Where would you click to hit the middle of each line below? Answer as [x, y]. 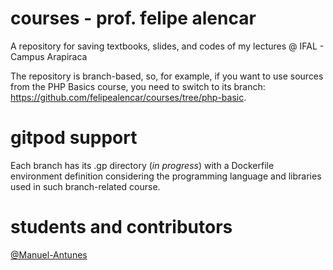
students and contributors [121, 227]
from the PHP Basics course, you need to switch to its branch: [138, 86]
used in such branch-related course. [85, 186]
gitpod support [74, 138]
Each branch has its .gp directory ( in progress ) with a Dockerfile [142, 165]
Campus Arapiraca [49, 56]
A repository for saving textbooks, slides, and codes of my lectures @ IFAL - [167, 46]
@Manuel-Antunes [49, 254]
